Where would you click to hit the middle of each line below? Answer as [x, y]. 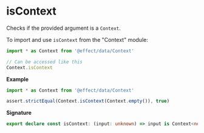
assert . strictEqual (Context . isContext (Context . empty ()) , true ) [88, 101]
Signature [19, 113]
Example [18, 79]
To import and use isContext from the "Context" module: [77, 39]
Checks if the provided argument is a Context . [64, 28]
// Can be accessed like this [45, 62]
